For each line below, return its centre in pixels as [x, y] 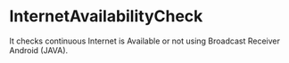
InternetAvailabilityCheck [106, 16]
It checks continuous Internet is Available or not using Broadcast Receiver [145, 41]
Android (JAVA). [39, 50]
